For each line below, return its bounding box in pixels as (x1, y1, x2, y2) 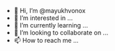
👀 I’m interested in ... (13, 14, 73, 22)
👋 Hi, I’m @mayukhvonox (13, 7, 86, 14)
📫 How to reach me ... (13, 37, 79, 44)
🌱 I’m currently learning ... (13, 21, 89, 29)
